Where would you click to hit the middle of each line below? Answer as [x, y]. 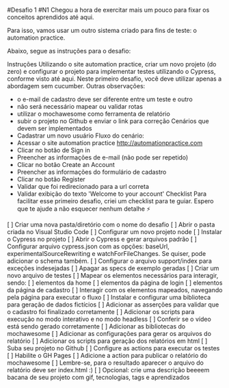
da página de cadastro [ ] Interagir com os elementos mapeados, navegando [115, 290]
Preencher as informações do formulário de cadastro [92, 172]
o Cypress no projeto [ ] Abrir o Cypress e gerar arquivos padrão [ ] [102, 239]
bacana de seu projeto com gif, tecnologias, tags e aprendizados [98, 377]
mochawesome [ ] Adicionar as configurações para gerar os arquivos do [109, 334]
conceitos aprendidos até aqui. [51, 17]
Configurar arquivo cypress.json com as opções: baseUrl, [88, 246]
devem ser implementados [54, 128]
